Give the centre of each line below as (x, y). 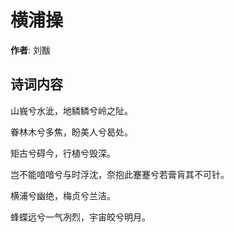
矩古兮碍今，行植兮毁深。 (63, 153)
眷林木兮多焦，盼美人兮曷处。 (71, 132)
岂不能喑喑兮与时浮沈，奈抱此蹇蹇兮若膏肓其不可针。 (120, 174)
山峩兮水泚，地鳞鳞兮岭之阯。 (71, 110)
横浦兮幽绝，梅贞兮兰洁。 (63, 195)
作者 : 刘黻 (30, 50)
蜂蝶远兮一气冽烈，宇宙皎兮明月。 (80, 217)
